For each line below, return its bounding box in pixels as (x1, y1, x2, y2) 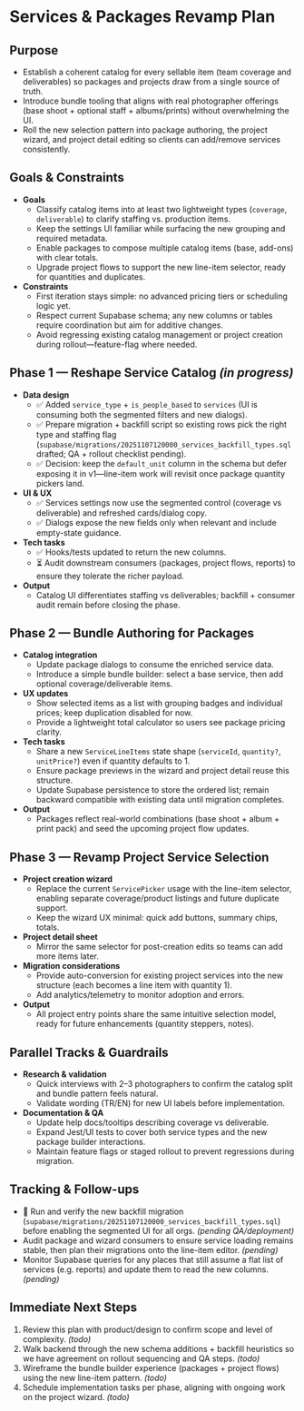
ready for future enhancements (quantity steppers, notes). (35, 1019, 254, 1030)
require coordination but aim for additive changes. (35, 320, 224, 331)
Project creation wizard (22, 873, 113, 884)
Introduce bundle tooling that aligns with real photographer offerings (22, 95, 279, 106)
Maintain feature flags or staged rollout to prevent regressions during (35, 1146, 295, 1157)
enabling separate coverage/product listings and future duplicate (35, 893, 279, 904)
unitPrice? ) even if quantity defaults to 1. (35, 755, 191, 766)
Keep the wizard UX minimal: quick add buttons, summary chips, (35, 913, 279, 923)
